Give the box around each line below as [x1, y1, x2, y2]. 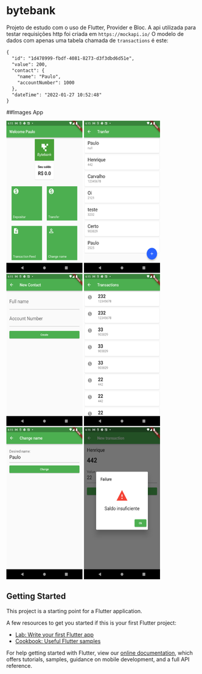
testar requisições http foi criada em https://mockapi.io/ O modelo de [6, 30, 184, 37]
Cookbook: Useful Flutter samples [15, 637, 101, 645]
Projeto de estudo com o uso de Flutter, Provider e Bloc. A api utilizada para [6, 24, 197, 31]
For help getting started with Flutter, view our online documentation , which [6, 649, 193, 656]
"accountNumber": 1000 [17, 80, 75, 86]
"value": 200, [12, 61, 47, 68]
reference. [6, 662, 32, 669]
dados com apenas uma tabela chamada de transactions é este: [6, 36, 169, 44]
